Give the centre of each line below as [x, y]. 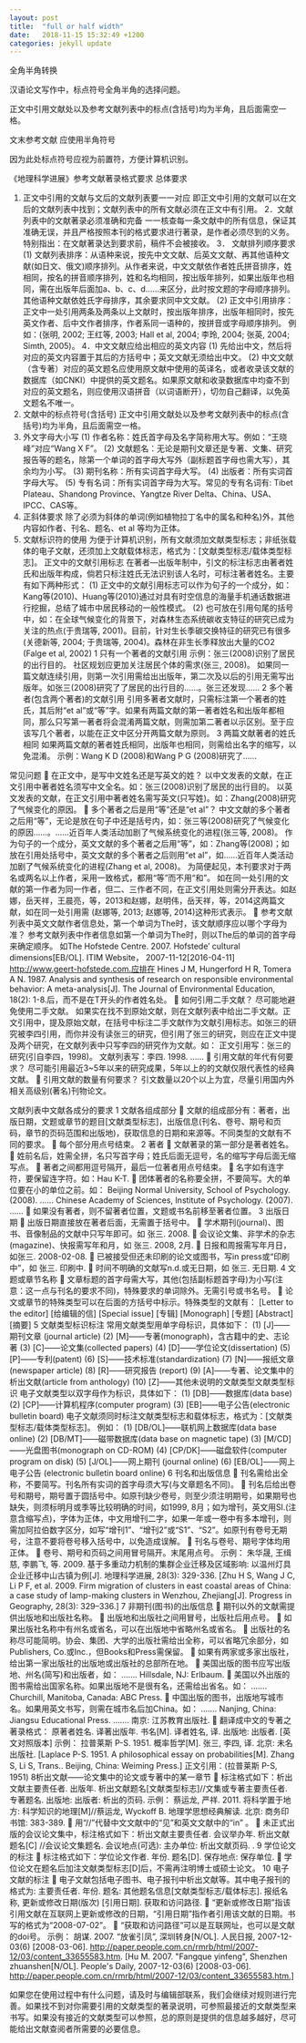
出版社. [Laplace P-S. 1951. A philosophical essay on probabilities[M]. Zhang [152, 1754]
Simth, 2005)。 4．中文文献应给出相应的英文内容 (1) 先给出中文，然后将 [157, 346]
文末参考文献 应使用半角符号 [62, 140]
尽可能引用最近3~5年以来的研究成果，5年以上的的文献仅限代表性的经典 [161, 1068]
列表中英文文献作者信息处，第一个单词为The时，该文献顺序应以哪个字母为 [148, 924]
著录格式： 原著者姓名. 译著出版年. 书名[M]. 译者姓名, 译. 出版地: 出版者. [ [146, 1731]
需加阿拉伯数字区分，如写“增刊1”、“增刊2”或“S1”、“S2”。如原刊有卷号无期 [148, 1530]
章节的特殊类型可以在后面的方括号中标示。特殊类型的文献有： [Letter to [159, 1302]
